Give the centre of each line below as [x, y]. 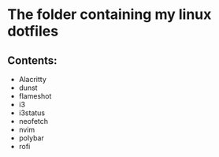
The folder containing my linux [109, 15]
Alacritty [32, 79]
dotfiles [33, 31]
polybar [31, 138]
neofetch [33, 121]
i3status [32, 113]
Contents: [32, 60]
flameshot [35, 96]
